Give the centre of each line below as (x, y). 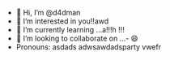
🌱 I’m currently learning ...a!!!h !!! (70, 30)
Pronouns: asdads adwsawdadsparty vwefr (89, 47)
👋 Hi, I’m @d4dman (48, 13)
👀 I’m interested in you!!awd (62, 21)
